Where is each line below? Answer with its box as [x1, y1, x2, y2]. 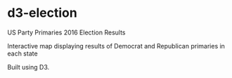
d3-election [7, 5, 77, 21]
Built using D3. [7, 63, 50, 71]
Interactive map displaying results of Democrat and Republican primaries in [7, 41, 225, 50]
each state [7, 49, 38, 58]
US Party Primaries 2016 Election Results [7, 28, 126, 37]
